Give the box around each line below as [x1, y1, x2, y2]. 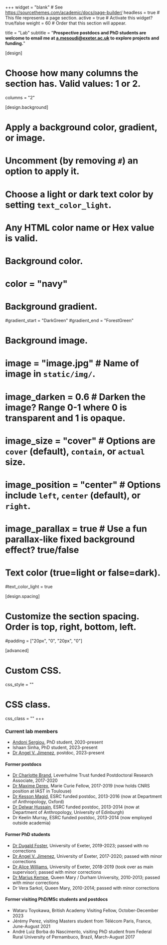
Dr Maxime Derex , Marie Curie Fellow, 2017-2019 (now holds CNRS [12, 783, 151, 789]
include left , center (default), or [5, 490, 141, 501]
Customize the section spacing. [5, 611, 140, 622]
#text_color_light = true [5, 583, 53, 590]
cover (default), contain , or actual [5, 446, 145, 457]
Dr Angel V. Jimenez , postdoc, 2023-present [12, 750, 105, 756]
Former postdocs [5, 761, 42, 767]
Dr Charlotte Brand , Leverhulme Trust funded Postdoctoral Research [12, 772, 154, 778]
